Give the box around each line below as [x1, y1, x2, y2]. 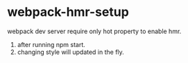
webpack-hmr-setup [7, 4, 130, 20]
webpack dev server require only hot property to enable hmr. [7, 27, 182, 35]
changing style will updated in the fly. [17, 48, 125, 56]
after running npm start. [17, 40, 85, 48]
